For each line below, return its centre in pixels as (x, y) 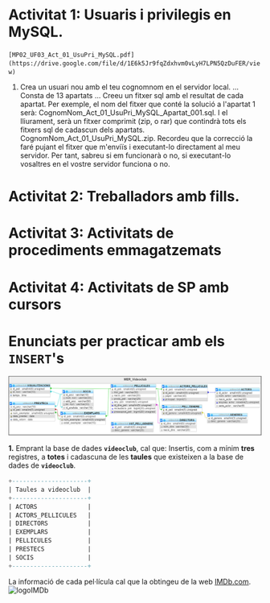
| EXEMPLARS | (50, 532)
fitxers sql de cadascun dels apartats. (82, 130)
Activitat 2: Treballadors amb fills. (124, 197)
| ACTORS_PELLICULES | (50, 515)
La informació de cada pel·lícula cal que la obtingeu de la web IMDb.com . (130, 581)
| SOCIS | (50, 557)
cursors (35, 304)
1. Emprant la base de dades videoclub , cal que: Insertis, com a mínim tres (131, 448)
